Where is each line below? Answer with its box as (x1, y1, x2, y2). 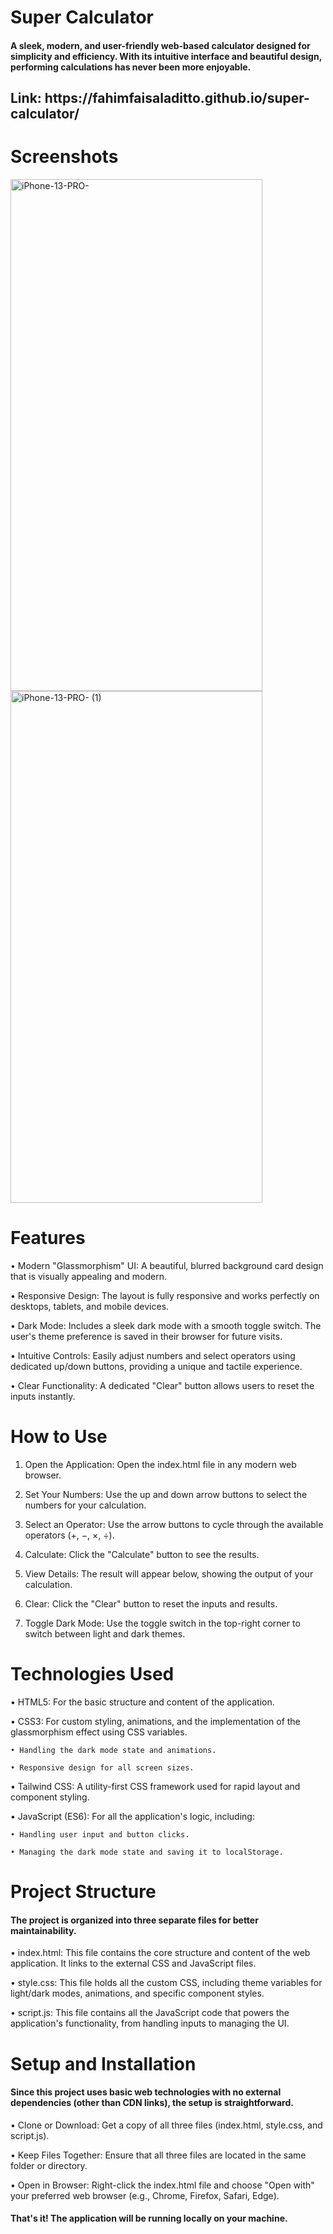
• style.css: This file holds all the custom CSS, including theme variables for (10, 1977, 323, 1989)
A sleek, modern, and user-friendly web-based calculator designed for (10, 39, 311, 51)
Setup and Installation (10, 2052, 197, 2075)
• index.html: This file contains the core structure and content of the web (10, 1947, 311, 1959)
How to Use (10, 1426, 108, 1448)
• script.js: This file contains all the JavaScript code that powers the (10, 2007, 290, 2019)
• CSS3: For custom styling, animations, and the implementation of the (10, 1715, 301, 1727)
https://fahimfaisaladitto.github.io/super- (44, 90, 310, 107)
